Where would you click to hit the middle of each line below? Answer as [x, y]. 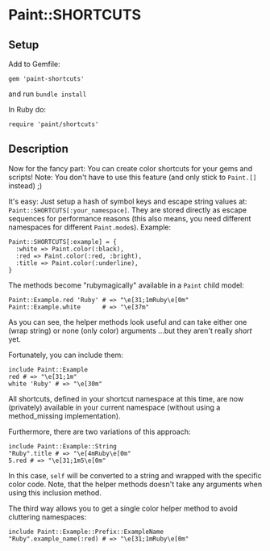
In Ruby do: [27, 109]
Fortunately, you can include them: [66, 355]
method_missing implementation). [64, 416]
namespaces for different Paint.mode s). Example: [90, 227]
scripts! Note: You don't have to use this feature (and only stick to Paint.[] [133, 177]
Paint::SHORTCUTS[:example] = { [62, 242]
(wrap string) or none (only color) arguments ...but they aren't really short [130, 330]
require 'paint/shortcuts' [54, 124]
